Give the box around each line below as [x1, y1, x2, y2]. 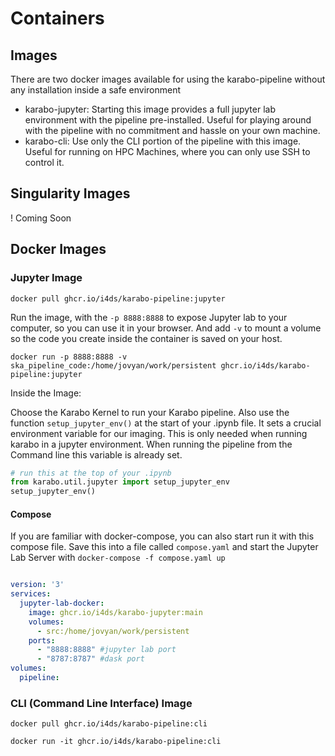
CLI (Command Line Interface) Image [10, 696, 193, 710]
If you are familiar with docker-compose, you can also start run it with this [10, 530, 315, 542]
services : [10, 589, 52, 599]
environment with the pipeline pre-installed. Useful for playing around [24, 114, 312, 126]
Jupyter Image [10, 271, 83, 285]
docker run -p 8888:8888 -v [10, 352, 128, 362]
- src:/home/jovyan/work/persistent [36, 626, 190, 636]
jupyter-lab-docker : [19, 598, 105, 609]
